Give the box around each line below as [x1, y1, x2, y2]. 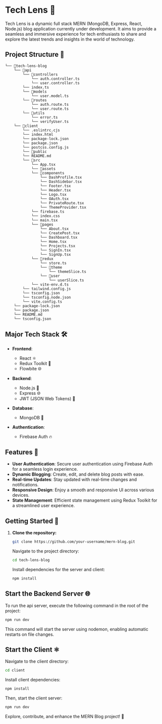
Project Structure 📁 [5, 50, 65, 59]
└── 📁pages [31, 222, 54, 227]
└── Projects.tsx [40, 243, 76, 248]
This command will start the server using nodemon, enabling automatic [5, 626, 148, 632]
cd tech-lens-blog [12, 558, 50, 563]
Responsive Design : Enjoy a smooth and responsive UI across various [12, 487, 154, 493]
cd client [5, 668, 25, 673]
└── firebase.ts [31, 209, 65, 214]
